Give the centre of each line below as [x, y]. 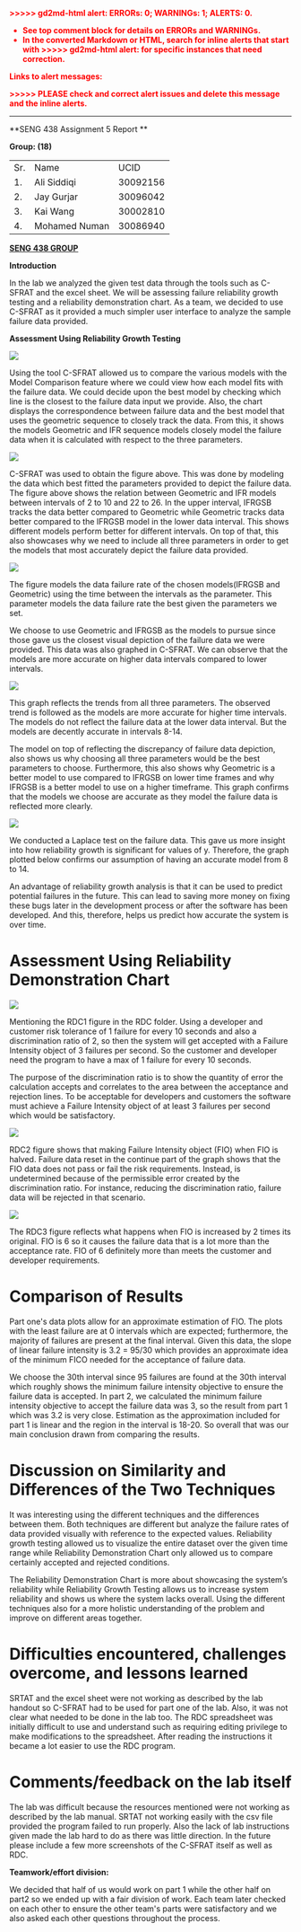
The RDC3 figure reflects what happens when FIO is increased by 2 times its [150, 1231]
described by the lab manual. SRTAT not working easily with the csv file [141, 1816]
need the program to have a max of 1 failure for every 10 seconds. [131, 1060]
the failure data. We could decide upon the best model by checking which [146, 392]
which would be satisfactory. [62, 1115]
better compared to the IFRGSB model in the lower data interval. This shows [149, 521]
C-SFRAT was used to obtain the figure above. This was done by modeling [147, 474]
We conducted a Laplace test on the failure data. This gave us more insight [147, 840]
